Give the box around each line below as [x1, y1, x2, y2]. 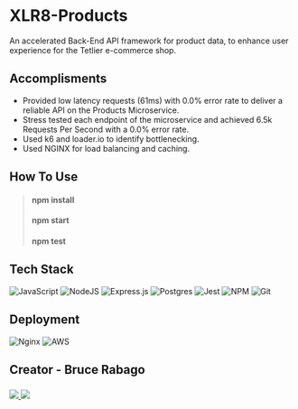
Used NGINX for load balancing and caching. [22, 143, 191, 153]
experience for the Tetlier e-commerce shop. [9, 44, 177, 55]
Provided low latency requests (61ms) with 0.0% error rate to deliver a [22, 95, 283, 106]
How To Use [9, 169, 79, 185]
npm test [31, 236, 66, 246]
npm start [31, 215, 70, 226]
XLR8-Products [9, 5, 128, 26]
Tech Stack [9, 262, 74, 277]
